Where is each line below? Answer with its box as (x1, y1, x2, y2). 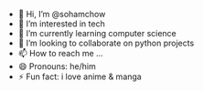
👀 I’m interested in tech (17, 18, 105, 29)
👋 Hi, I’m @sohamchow (17, 9, 106, 19)
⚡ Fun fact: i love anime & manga (17, 71, 142, 82)
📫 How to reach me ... (17, 48, 103, 58)
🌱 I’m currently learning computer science (17, 28, 176, 38)
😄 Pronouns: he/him (17, 61, 96, 72)
